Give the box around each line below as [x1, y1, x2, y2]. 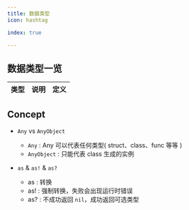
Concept [7, 108, 46, 120]
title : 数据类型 [7, 10, 50, 17]
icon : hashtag [7, 17, 49, 24]
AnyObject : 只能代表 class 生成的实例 [27, 150, 134, 158]
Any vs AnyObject [17, 127, 65, 135]
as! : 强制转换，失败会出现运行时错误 [27, 186, 133, 195]
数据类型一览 [7, 62, 63, 74]
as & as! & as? [17, 164, 58, 172]
